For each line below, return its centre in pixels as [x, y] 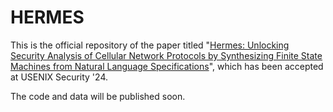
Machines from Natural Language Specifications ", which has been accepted [167, 66]
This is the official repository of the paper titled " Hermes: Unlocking [150, 45]
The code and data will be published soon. [98, 96]
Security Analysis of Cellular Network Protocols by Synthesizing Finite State [166, 55]
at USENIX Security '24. [59, 77]
